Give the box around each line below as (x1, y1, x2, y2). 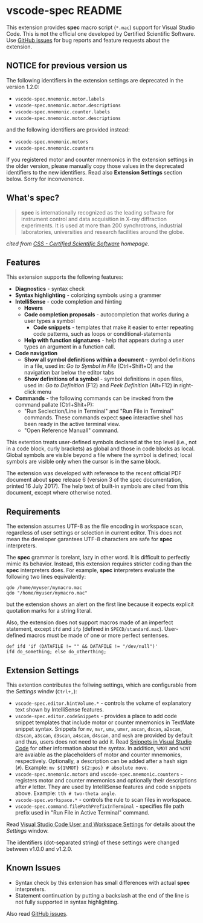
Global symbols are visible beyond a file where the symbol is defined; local (6, 452, 192, 459)
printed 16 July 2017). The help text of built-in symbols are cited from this (6, 482, 189, 490)
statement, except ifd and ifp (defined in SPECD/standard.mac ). (6, 625, 163, 633)
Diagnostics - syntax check (14, 285, 85, 293)
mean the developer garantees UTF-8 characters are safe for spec (6, 536, 173, 543)
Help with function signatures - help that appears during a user (24, 337, 184, 344)
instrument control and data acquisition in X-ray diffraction (21, 215, 167, 222)
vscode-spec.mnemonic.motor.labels (14, 96, 105, 102)
